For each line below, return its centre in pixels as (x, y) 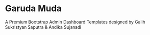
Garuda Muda (34, 9)
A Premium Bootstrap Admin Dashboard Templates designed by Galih (75, 22)
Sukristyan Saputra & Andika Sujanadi (43, 27)
